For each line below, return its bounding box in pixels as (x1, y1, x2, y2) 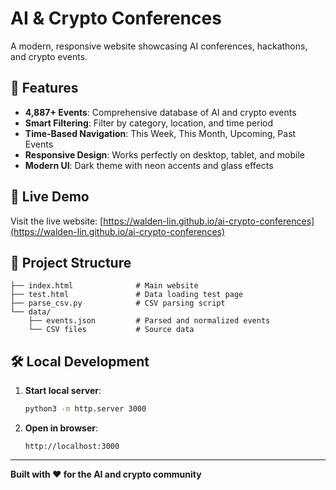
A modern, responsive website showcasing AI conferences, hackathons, (10, 40, 308, 52)
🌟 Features (10, 80, 79, 97)
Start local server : (24, 385, 102, 397)
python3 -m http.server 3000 (24, 404, 147, 414)
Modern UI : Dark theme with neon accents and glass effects (24, 159, 274, 171)
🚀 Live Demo (10, 188, 90, 206)
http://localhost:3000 (24, 442, 120, 452)
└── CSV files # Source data (28, 325, 195, 335)
